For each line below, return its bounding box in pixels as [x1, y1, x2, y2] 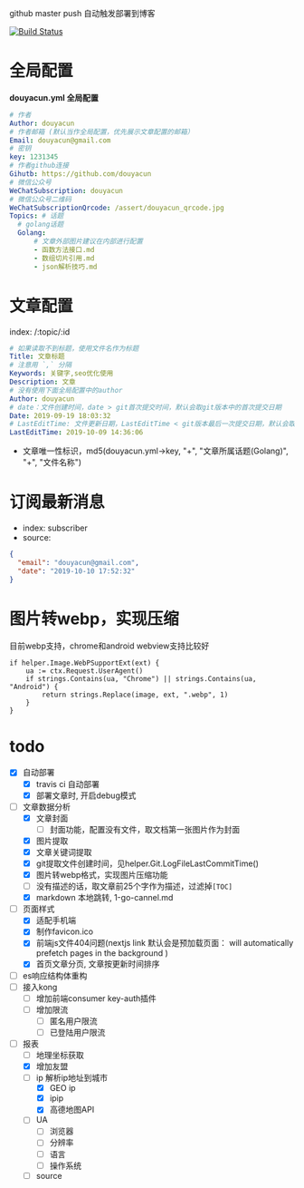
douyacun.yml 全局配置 [9, 92, 100, 102]
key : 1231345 [9, 152, 59, 161]
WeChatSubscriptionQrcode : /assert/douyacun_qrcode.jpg [9, 203, 224, 212]
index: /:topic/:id [9, 326, 71, 337]
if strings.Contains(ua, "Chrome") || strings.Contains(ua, [25, 674, 257, 683]
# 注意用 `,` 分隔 [9, 361, 72, 370]
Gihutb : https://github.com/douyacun [9, 170, 152, 179]
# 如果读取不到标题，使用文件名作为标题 [9, 344, 139, 353]
